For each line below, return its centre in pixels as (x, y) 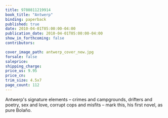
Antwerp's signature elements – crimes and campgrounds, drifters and (79, 99)
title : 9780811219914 (28, 10)
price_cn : (16, 76)
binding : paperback (26, 19)
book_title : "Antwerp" (29, 15)
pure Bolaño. (18, 110)
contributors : (20, 43)
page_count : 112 (22, 85)
